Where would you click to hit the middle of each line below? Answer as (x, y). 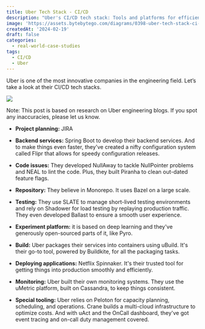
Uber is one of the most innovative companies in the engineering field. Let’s (101, 81)
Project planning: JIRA (44, 128)
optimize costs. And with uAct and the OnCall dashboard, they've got (102, 313)
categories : (21, 40)
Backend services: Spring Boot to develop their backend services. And (105, 140)
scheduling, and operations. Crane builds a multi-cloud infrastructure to (105, 306)
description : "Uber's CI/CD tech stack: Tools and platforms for (91, 18)
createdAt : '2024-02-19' (38, 29)
